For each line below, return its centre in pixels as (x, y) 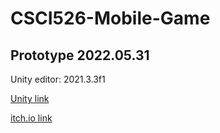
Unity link (30, 98)
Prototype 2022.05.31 (80, 55)
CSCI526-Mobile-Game (110, 18)
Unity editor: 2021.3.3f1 (58, 79)
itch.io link (31, 118)
